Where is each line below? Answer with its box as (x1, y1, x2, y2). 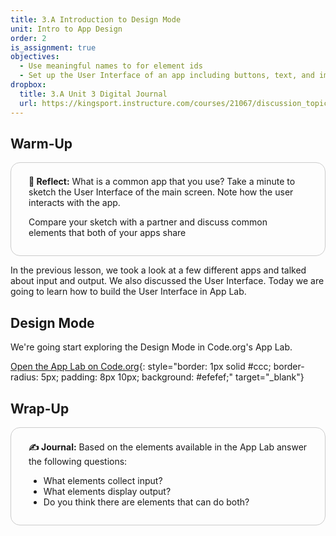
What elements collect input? (43, 474, 163, 486)
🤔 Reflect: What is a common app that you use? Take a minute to (28, 176, 296, 188)
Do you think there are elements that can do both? (43, 496, 250, 508)
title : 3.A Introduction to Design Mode (10, 14, 182, 25)
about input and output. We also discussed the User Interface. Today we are (10, 275, 325, 287)
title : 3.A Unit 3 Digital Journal (19, 89, 168, 99)
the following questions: (28, 455, 128, 467)
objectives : (10, 52, 60, 62)
